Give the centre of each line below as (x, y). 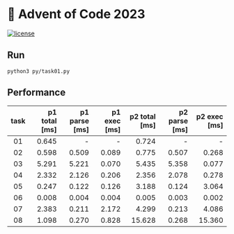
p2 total (143, 116)
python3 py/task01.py (39, 71)
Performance (37, 93)
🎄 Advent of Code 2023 (76, 14)
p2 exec (210, 116)
